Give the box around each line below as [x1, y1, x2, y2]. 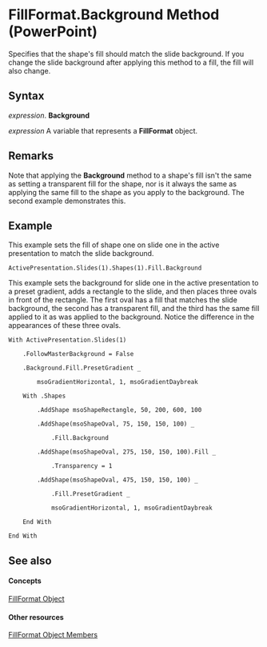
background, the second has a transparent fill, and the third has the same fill [8, 304, 260, 314]
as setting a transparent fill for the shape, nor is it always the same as [8, 178, 237, 189]
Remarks [8, 150, 54, 163]
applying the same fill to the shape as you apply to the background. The [8, 187, 245, 197]
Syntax [8, 90, 45, 103]
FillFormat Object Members [8, 630, 98, 640]
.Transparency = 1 [50, 462, 113, 470]
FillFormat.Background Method [8, 6, 220, 24]
